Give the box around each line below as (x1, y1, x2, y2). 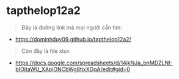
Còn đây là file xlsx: (21, 47, 71, 55)
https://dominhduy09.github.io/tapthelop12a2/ (15, 35, 131, 43)
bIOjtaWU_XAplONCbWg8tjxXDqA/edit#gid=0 (15, 65, 130, 73)
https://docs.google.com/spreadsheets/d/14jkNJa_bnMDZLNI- (15, 59, 173, 66)
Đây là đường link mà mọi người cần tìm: (21, 24, 122, 31)
